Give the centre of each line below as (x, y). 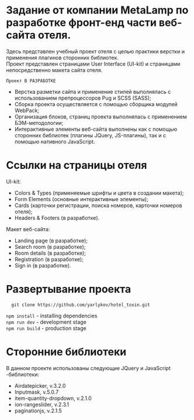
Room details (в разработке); (50, 253)
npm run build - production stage (46, 328)
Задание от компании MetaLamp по (97, 10)
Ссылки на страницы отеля (77, 165)
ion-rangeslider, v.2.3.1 (42, 404)
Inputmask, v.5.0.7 (37, 392)
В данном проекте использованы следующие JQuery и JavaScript (88, 368)
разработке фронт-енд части (81, 23)
